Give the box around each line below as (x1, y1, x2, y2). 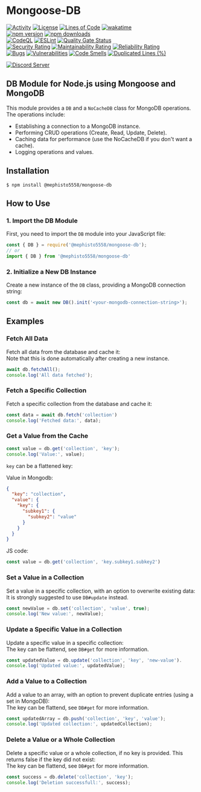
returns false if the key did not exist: (6, 756, 95, 763)
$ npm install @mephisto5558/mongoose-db (6, 182, 112, 188)
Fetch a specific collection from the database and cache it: (6, 400, 153, 407)
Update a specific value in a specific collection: (6, 639, 124, 646)
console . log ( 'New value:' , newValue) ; (6, 611, 104, 617)
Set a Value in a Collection (6, 573, 85, 582)
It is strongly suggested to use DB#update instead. (6, 593, 129, 601)
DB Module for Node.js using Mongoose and (6, 79, 176, 89)
